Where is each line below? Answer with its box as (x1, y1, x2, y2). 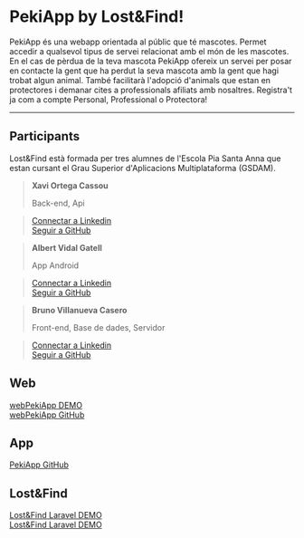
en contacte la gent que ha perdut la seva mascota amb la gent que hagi (9, 65, 279, 76)
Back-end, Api (31, 197, 85, 208)
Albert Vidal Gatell (31, 242, 102, 253)
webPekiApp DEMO (9, 399, 83, 410)
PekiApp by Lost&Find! (9, 6, 185, 27)
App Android (31, 260, 80, 271)
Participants (9, 129, 80, 144)
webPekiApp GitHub (9, 409, 85, 420)
